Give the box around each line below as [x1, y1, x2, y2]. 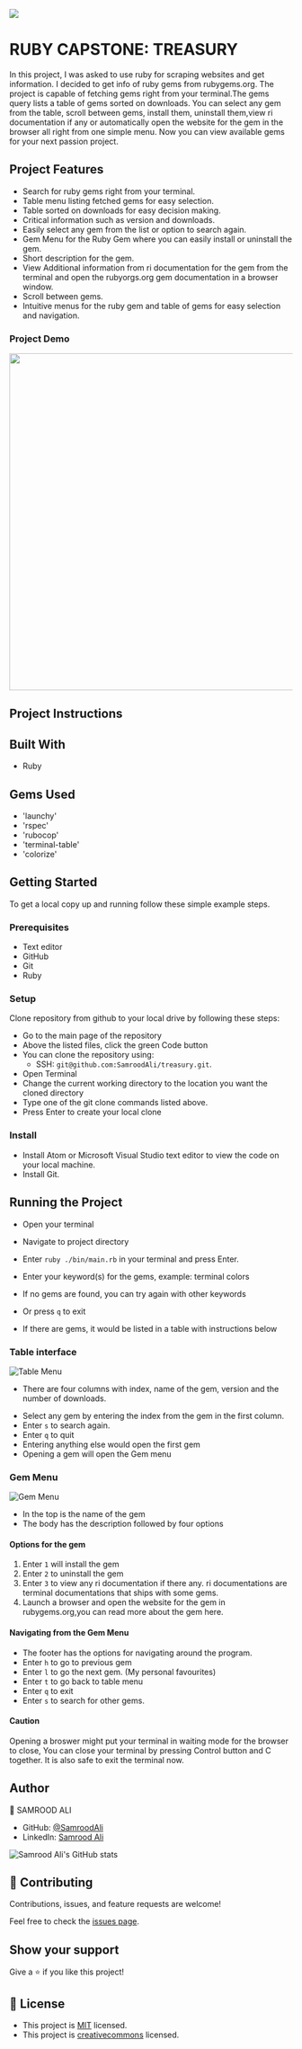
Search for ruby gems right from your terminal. [22, 185, 196, 197]
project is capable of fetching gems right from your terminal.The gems [9, 88, 270, 99]
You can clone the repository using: [22, 1050, 155, 1060]
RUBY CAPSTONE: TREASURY [9, 40, 238, 60]
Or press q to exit [22, 1306, 86, 1317]
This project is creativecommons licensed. [22, 2029, 180, 2040]
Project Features [9, 162, 104, 177]
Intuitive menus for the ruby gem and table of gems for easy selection [22, 300, 281, 311]
